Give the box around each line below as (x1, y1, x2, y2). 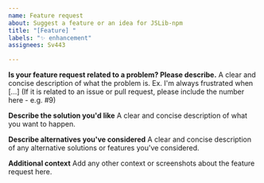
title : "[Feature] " (8, 26, 77, 34)
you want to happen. (8, 119, 76, 129)
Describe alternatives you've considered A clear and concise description (8, 134, 252, 144)
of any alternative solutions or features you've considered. (8, 143, 200, 153)
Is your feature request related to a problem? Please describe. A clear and (8, 70, 256, 80)
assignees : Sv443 (8, 41, 66, 49)
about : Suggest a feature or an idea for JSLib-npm (8, 19, 183, 27)
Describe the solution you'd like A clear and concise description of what (8, 111, 248, 120)
